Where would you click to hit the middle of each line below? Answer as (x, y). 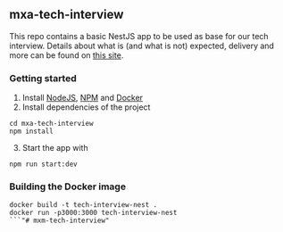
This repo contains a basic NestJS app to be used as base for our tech (139, 36)
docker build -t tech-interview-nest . (83, 205)
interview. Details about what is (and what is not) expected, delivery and (142, 46)
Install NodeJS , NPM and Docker (83, 98)
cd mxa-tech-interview (51, 124)
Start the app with (55, 148)
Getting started (43, 78)
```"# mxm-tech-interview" (59, 221)
